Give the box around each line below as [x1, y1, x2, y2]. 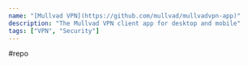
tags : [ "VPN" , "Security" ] [8, 27, 100, 35]
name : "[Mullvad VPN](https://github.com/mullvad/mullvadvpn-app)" [8, 11, 242, 20]
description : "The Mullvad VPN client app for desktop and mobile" [8, 19, 242, 27]
